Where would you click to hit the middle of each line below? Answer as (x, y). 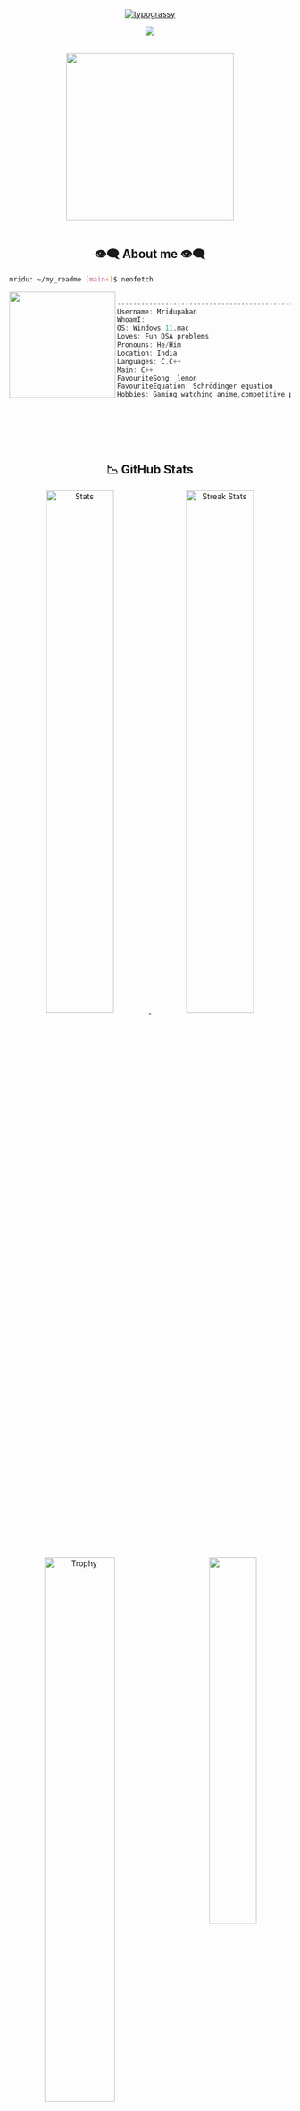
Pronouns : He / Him (149, 345)
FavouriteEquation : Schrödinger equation (196, 386)
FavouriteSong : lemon (158, 378)
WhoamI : (131, 320)
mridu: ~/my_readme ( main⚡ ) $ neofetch (81, 279)
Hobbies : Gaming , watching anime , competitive (201, 395)
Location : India (147, 353)
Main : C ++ (135, 370)
